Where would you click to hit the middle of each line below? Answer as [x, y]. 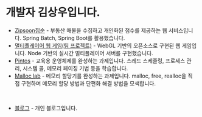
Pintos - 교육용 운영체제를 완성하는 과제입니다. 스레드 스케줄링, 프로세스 [100, 61]
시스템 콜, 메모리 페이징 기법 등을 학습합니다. [75, 68]
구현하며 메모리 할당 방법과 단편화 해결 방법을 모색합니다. [89, 83]
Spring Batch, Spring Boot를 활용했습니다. [74, 38]
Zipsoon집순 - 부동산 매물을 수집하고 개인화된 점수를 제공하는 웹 [91, 30]
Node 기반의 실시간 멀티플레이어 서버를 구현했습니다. [90, 53]
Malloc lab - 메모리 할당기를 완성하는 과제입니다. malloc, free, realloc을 [100, 76]
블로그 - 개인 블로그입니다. [46, 108]
